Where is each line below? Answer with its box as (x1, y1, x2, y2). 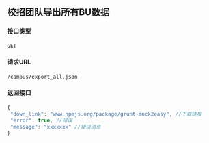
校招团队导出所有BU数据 (7, 6, 110, 18)
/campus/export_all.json (7, 73, 78, 80)
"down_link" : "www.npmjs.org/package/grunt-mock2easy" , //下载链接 (10, 110, 202, 118)
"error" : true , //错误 (10, 117, 73, 124)
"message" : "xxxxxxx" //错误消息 (10, 123, 101, 130)
